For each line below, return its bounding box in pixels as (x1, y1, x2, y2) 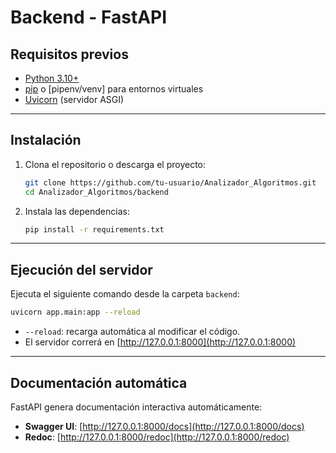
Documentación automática (10, 374, 188, 391)
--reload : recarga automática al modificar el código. (24, 326, 241, 338)
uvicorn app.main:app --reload (10, 307, 141, 318)
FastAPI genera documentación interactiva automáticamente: (10, 401, 263, 413)
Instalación (10, 132, 82, 149)
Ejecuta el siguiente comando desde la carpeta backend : (10, 288, 240, 300)
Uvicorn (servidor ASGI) (24, 94, 125, 105)
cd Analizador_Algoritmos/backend (24, 187, 169, 197)
